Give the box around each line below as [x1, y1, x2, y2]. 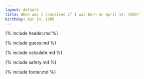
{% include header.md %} [5, 30, 58, 36]
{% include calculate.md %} [5, 49, 63, 55]
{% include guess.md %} [5, 40, 56, 46]
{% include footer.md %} [5, 69, 56, 75]
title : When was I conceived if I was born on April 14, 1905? [5, 12, 140, 17]
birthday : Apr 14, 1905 [5, 16, 55, 21]
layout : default [5, 7, 39, 12]
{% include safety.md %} [5, 59, 57, 65]
